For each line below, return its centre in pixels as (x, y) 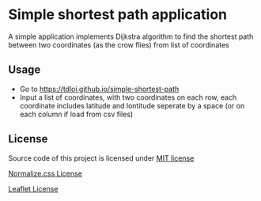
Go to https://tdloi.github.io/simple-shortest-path (99, 89)
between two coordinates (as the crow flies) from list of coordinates (119, 44)
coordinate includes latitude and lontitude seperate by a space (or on (132, 105)
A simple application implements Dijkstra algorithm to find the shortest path (131, 36)
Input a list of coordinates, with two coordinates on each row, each (128, 97)
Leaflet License (33, 188)
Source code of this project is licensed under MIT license (101, 158)
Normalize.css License (45, 173)
